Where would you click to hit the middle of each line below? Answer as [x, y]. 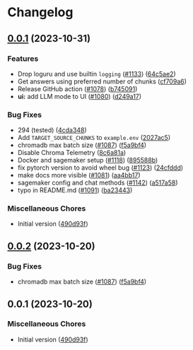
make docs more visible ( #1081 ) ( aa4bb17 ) [79, 175]
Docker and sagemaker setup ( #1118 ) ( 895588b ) [88, 161]
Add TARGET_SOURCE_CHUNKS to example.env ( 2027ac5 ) [94, 138]
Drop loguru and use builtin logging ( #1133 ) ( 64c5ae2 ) [96, 74]
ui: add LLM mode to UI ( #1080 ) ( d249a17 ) [80, 96]
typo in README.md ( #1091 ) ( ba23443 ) [75, 190]
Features [23, 59]
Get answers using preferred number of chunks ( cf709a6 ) [102, 81]
